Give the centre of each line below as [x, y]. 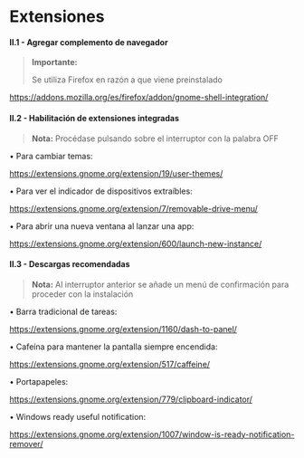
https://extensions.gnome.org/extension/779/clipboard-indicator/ [131, 399]
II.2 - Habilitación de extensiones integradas [94, 118]
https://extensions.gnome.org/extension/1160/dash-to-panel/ [123, 329]
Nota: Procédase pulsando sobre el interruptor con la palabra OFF [155, 138]
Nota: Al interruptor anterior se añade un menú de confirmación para [160, 284]
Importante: [54, 62]
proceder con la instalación [82, 294]
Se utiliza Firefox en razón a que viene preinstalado [127, 80]
